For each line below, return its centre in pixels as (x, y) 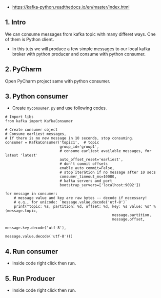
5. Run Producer (30, 278)
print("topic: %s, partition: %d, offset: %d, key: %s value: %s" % (85, 207)
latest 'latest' (21, 156)
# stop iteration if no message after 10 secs (108, 173)
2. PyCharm (23, 70)
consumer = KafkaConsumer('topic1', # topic (52, 143)
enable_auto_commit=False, (87, 168)
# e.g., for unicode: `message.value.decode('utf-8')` (71, 202)
